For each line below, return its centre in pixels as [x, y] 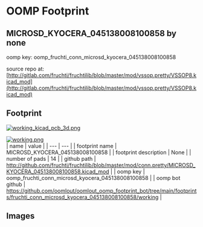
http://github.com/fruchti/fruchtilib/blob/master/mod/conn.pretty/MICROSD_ [101, 165]
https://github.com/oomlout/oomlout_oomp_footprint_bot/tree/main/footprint [101, 190]
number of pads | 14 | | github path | [51, 158]
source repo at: [25, 69]
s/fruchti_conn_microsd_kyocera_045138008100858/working [82, 197]
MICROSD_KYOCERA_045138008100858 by [92, 33]
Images [21, 216]
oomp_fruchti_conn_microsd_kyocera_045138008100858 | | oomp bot [93, 178]
